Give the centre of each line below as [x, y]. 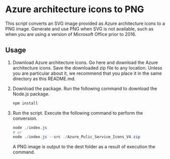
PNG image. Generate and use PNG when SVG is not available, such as [79, 28]
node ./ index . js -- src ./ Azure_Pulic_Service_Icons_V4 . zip [76, 137]
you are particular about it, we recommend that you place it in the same [87, 73]
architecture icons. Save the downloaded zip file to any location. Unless [87, 68]
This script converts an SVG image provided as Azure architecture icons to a [85, 23]
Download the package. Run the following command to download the [85, 88]
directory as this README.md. [44, 78]
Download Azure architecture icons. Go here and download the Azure [85, 62]
